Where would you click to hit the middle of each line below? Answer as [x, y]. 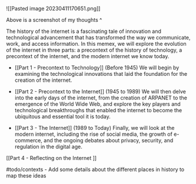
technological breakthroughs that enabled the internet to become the [98, 110]
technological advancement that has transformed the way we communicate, [98, 37]
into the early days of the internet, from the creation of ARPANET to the [101, 98]
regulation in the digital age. [48, 147]
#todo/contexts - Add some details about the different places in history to [95, 169]
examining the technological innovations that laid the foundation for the [101, 74]
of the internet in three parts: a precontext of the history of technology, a [94, 50]
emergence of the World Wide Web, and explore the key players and [97, 104]
